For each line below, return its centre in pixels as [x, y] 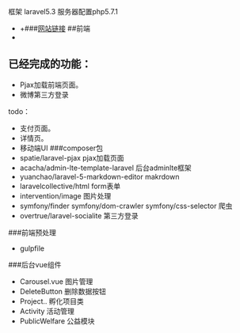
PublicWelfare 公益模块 [57, 321]
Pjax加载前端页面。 [51, 85]
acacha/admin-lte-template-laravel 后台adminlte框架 [105, 168]
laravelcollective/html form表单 [70, 186]
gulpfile [32, 248]
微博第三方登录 [44, 94]
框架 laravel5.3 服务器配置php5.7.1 [63, 11]
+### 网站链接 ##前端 [55, 28]
